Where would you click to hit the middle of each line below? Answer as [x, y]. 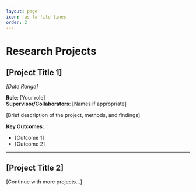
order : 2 [17, 22]
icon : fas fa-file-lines [36, 17]
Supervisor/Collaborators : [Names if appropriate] [66, 104]
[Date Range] [22, 86]
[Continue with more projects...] [44, 182]
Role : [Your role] [26, 98]
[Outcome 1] [29, 138]
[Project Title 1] [34, 72]
